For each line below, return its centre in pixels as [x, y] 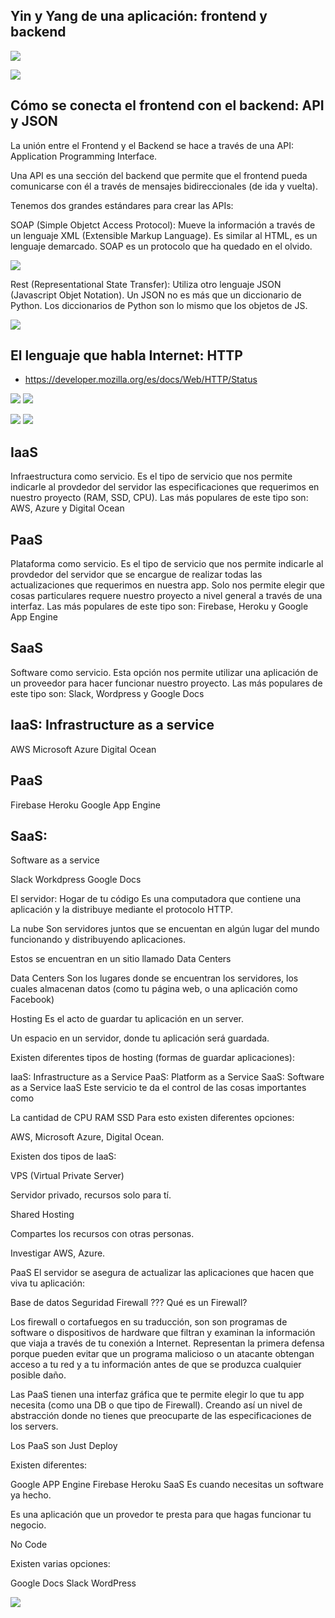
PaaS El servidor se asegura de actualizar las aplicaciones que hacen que [162, 1273]
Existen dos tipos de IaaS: [63, 1156]
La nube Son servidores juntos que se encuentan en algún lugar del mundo [165, 929]
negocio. [28, 1525]
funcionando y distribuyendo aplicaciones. [98, 940]
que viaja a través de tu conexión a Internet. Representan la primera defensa [167, 1343]
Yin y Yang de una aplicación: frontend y [139, 16]
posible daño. [38, 1375]
